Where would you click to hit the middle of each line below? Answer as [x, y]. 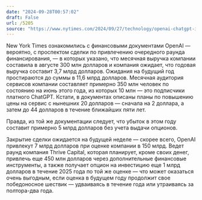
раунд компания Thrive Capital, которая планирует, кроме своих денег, [98, 152]
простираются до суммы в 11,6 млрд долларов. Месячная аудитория [95, 78]
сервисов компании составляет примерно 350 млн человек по [88, 84]
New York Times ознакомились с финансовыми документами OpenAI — [98, 46]
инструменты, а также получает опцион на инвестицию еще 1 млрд [93, 165]
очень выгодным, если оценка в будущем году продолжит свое [88, 178]
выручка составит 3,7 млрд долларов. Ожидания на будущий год [90, 71]
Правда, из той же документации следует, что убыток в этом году [91, 122]
